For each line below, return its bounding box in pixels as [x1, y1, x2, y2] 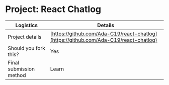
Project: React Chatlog [5, 4, 102, 15]
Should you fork [8, 44, 45, 51]
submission [8, 65, 35, 72]
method [8, 71, 26, 78]
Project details [8, 33, 42, 40]
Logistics [15, 22, 38, 29]
